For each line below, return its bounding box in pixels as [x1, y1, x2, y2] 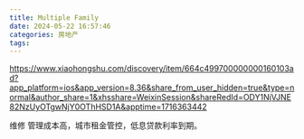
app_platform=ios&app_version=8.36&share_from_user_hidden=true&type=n [9, 82, 295, 93]
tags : [9, 38, 30, 48]
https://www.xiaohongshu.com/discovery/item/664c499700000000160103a [9, 63, 294, 74]
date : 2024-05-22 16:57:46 [9, 22, 111, 31]
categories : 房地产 [9, 30, 79, 39]
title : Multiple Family [9, 13, 100, 23]
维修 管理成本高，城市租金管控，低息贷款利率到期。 [9, 120, 202, 131]
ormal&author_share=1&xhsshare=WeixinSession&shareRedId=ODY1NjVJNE [9, 92, 292, 103]
